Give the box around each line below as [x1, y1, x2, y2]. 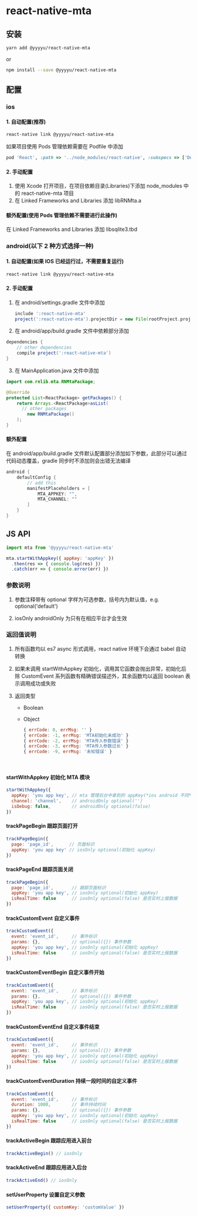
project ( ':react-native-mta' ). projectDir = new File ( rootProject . [14, 316, 181, 322]
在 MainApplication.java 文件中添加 [14, 367, 99, 374]
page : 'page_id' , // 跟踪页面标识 [11, 884, 106, 890]
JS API [6, 529, 31, 539]
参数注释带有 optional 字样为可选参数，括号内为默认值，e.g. [14, 596, 159, 603]
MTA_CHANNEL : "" [37, 496, 77, 502]
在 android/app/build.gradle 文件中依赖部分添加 [14, 327, 129, 334]
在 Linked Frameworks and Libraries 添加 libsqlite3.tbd [6, 226, 138, 233]
